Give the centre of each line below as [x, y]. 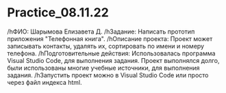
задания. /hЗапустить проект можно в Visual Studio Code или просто [108, 75]
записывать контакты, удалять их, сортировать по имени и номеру [105, 46]
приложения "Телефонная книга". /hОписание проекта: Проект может [110, 38]
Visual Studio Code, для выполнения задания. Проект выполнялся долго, [114, 60]
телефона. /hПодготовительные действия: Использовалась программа [111, 53]
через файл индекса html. [45, 82]
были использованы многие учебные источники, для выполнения [103, 68]
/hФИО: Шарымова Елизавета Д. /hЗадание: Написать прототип [101, 31]
